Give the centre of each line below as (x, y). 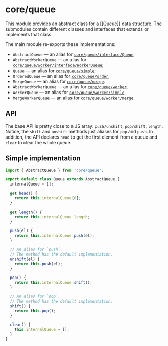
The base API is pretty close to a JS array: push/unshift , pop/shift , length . (84, 126)
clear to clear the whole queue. (39, 142)
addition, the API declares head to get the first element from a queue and (81, 137)
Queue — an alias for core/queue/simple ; (54, 71)
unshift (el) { (25, 259)
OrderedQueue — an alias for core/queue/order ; (61, 76)
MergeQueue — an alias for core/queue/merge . (59, 81)
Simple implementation (43, 159)
